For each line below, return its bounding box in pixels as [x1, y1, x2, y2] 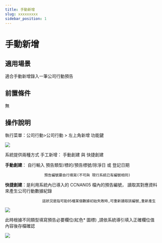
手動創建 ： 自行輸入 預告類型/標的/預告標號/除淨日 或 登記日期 [5, 162, 130, 168]
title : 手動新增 [5, 7, 35, 12]
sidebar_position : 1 [5, 16, 47, 21]
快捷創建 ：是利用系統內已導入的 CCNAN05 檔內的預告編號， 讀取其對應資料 [5, 182, 158, 187]
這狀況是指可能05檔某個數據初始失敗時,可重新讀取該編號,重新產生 [42, 199, 156, 204]
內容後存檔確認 [5, 223, 35, 229]
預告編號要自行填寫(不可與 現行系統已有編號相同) [44, 173, 130, 178]
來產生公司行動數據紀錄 [5, 188, 52, 194]
